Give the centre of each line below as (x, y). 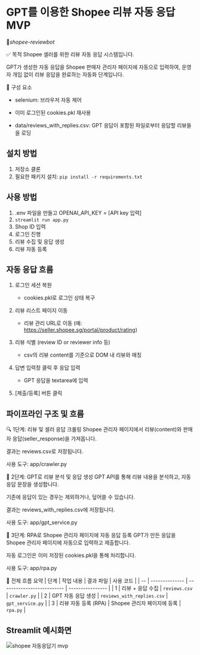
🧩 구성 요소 (19, 87)
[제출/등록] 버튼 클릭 (39, 393)
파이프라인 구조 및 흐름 (45, 414)
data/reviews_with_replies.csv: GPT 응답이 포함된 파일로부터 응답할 (95, 125)
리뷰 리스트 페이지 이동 (41, 310)
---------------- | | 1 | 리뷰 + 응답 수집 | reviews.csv (130, 588)
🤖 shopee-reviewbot (30, 42)
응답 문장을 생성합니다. (33, 485)
